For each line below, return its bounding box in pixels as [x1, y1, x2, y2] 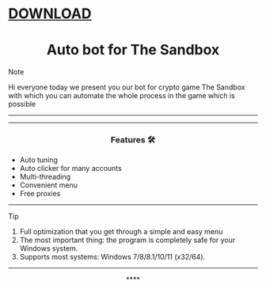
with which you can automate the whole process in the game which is [8, 91, 235, 100]
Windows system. [19, 244, 78, 253]
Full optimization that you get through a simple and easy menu [19, 227, 223, 237]
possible [8, 100, 36, 109]
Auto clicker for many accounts [19, 164, 123, 173]
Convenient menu [19, 180, 78, 190]
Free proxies [19, 189, 61, 199]
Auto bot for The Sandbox [46, 41, 220, 59]
